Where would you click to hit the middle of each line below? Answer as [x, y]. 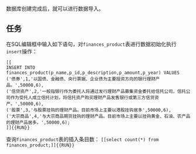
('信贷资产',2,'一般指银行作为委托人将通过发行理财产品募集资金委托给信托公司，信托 [96, 91]
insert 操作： [22, 51]
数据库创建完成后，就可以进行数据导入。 [55, 8]
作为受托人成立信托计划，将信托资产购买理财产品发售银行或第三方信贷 [82, 97]
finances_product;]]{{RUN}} [40, 145]
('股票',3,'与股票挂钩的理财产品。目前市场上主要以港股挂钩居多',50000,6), [89, 110]
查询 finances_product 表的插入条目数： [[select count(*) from [82, 139]
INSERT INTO [21, 67]
